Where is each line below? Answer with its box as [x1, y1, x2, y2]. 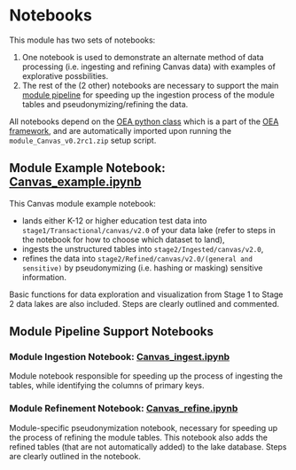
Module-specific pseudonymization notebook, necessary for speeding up [9, 422, 278, 433]
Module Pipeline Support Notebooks [9, 325, 214, 340]
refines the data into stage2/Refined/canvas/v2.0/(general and [21, 253, 253, 263]
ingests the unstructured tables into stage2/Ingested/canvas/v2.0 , [21, 243, 264, 254]
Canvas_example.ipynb [9, 175, 142, 190]
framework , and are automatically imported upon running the [9, 125, 232, 136]
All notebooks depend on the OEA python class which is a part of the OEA [9, 116, 279, 127]
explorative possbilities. [21, 70, 109, 81]
